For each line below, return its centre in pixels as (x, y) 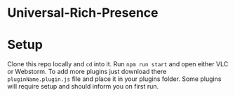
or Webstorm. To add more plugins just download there (87, 72)
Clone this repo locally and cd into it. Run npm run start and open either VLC (118, 64)
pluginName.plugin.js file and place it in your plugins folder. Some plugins (114, 79)
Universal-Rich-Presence (83, 13)
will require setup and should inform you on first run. (83, 87)
